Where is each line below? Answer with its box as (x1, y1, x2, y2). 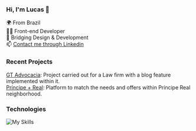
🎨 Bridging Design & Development (6, 34, 89, 41)
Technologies (6, 105, 46, 113)
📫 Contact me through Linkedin (6, 41, 84, 48)
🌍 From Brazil (6, 19, 41, 26)
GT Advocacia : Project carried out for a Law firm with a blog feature (6, 71, 171, 78)
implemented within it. (6, 77, 60, 85)
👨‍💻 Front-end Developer (6, 28, 66, 35)
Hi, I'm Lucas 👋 (6, 5, 50, 14)
